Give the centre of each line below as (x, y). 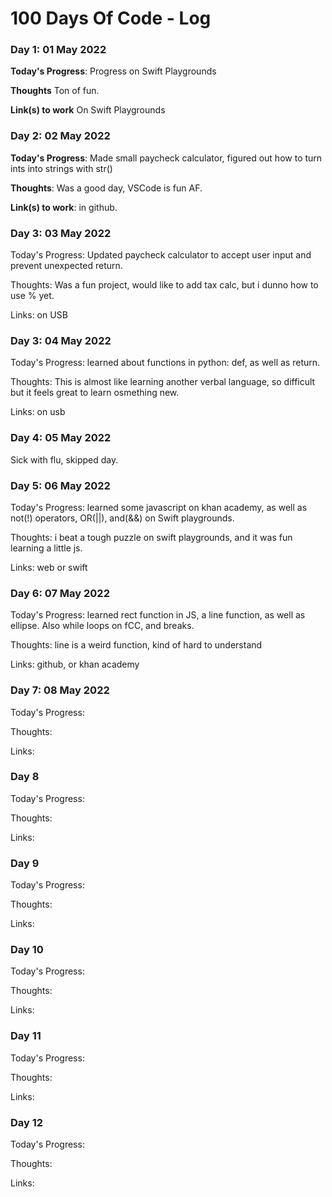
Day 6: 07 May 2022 (60, 593)
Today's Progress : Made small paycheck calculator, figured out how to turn (166, 158)
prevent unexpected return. (66, 266)
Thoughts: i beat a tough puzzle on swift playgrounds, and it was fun (151, 537)
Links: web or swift (49, 567)
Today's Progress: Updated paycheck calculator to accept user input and (161, 255)
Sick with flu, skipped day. (64, 459)
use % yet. (32, 296)
